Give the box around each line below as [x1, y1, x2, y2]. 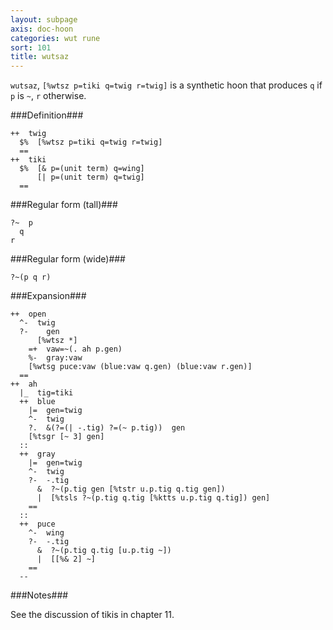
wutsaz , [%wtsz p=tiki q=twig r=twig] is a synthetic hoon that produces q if [10, 79, 323, 91]
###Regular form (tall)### [10, 199, 118, 211]
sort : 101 [10, 42, 52, 53]
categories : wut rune [10, 33, 101, 43]
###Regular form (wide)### [10, 253, 126, 265]
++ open [10, 309, 47, 320]
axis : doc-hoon [10, 24, 74, 34]
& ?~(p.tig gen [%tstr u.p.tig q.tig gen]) [36, 484, 226, 495]
